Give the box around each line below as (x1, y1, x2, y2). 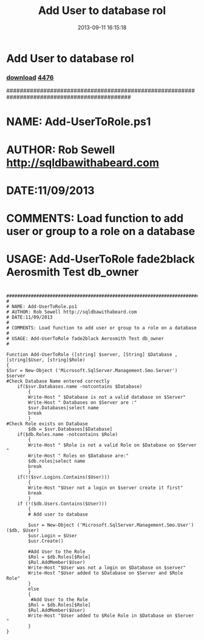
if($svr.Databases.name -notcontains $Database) (17, 384, 143, 390)
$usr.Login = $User (28, 533, 78, 539)
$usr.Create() (28, 538, 64, 544)
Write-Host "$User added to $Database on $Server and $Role (28, 570, 183, 576)
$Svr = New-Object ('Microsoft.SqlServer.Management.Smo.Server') (6, 368, 178, 374)
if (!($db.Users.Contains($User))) (17, 501, 107, 507)
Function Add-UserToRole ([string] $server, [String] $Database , (6, 351, 178, 358)
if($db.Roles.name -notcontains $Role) (17, 432, 118, 438)
